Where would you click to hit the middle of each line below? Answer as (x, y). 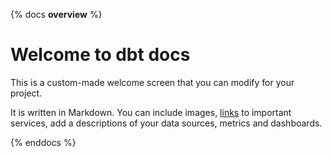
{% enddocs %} (43, 142)
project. (26, 93)
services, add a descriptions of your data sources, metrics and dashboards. (166, 123)
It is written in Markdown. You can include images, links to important (151, 112)
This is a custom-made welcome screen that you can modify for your (152, 82)
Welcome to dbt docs (100, 55)
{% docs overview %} (56, 14)
